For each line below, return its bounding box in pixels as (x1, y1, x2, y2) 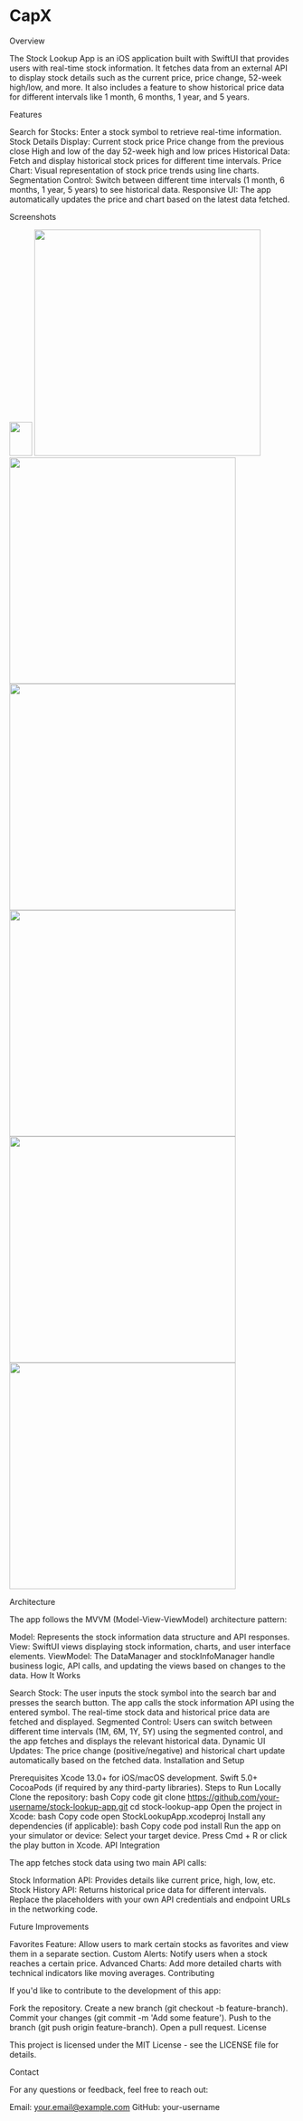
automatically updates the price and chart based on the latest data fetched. (9, 194, 290, 205)
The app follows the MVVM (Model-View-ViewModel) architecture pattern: (9, 1613, 288, 1625)
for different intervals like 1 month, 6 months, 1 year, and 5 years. (9, 91, 251, 102)
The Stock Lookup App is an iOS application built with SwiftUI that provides (9, 53, 289, 63)
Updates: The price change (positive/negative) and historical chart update (9, 1744, 286, 1756)
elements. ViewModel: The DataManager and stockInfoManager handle (9, 1650, 276, 1661)
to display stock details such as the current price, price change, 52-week (9, 72, 282, 82)
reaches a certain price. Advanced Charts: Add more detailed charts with (9, 1957, 282, 1969)
